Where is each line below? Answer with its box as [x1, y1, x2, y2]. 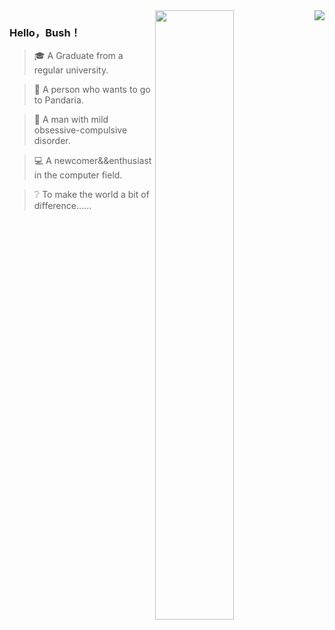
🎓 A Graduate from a [33, 50, 124, 62]
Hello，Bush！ [9, 25, 81, 39]
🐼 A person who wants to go [33, 84, 151, 96]
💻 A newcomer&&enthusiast [33, 155, 152, 167]
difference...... [33, 200, 92, 212]
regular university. [33, 64, 109, 76]
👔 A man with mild [33, 114, 109, 126]
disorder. [33, 135, 71, 147]
